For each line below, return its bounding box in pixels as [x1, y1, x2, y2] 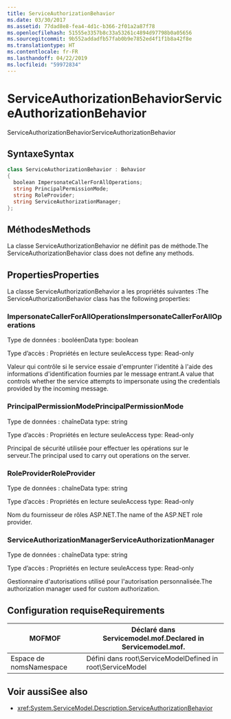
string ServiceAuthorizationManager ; [13, 198, 122, 205]
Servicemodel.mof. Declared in [102, 634, 204, 643]
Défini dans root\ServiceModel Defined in [86, 654, 219, 663]
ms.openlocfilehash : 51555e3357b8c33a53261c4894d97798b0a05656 [7, 29, 192, 36]
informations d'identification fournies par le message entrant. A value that [7, 370, 214, 378]
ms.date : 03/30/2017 [7, 16, 67, 23]
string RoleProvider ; [13, 192, 76, 199]
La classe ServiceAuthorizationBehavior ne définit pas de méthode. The [7, 242, 208, 250]
